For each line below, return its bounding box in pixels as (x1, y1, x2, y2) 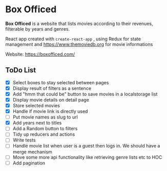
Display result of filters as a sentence (12, 85, 91, 91)
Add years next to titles (12, 120, 62, 126)
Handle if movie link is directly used (12, 108, 88, 114)
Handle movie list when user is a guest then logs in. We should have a (12, 143, 160, 149)
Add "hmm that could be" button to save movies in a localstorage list (12, 91, 158, 97)
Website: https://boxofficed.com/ (5, 51, 75, 57)
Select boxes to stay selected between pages (12, 79, 109, 85)
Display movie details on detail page (12, 96, 90, 103)
